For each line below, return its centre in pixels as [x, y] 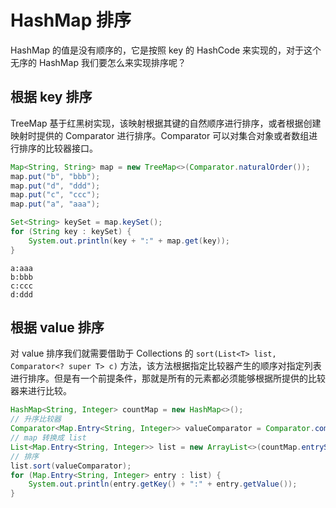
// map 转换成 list [48, 438]
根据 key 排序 [51, 97]
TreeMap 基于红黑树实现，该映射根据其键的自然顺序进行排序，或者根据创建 [166, 123]
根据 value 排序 [57, 327]
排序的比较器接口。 [58, 148]
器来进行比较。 [41, 391]
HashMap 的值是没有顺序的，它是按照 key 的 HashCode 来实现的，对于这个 [166, 50]
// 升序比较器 [36, 419]
